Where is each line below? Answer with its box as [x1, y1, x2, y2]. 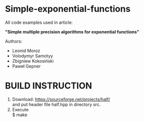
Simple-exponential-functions [5, 3, 131, 15]
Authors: [5, 38, 22, 44]
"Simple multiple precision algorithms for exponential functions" [5, 29, 140, 35]
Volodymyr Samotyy [12, 52, 53, 59]
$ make [12, 112, 28, 118]
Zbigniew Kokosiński [12, 58, 54, 64]
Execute [12, 106, 29, 112]
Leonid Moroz [12, 48, 41, 53]
